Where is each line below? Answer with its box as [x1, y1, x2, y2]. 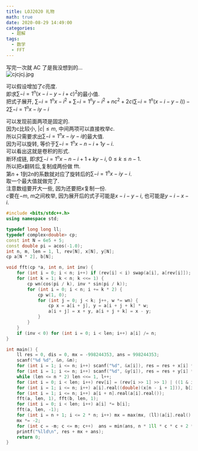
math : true [6, 14, 33, 20]
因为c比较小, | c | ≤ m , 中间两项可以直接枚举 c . [6, 125, 115, 132]
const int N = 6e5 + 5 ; [6, 237, 65, 243]
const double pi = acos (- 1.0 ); [6, 243, 83, 249]
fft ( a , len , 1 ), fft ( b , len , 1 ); [16, 396, 99, 401]
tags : [6, 36, 19, 42]
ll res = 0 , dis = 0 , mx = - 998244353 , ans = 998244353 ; [16, 352, 160, 358]
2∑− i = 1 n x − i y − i [6, 104, 49, 113]
